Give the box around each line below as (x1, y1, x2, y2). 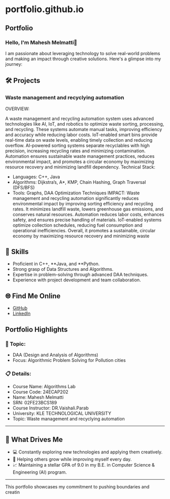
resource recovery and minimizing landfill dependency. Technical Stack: (5, 163, 155, 170)
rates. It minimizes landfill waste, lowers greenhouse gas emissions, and (12, 206, 163, 212)
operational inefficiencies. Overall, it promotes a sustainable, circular (12, 227, 156, 233)
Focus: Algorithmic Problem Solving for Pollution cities (12, 357, 126, 363)
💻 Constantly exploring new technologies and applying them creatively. (12, 449, 163, 455)
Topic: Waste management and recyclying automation (12, 416, 125, 422)
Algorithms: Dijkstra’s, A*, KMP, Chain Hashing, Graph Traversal (12, 179, 146, 185)
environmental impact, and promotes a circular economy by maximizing (5, 158, 154, 164)
